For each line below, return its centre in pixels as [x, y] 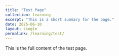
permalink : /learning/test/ [35, 34]
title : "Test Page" [26, 10]
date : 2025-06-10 [24, 24]
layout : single [21, 29]
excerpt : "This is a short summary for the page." [60, 19]
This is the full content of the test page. [46, 48]
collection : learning [28, 15]
